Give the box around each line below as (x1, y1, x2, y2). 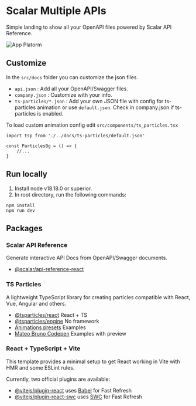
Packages (6, 223, 43, 233)
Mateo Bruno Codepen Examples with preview (14, 330, 127, 337)
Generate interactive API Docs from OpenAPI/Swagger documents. (6, 254, 168, 262)
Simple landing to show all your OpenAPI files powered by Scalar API (6, 23, 172, 31)
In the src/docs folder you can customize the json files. (6, 73, 139, 80)
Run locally (6, 169, 48, 180)
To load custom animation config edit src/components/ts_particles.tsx (6, 121, 178, 128)
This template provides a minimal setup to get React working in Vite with (6, 358, 180, 365)
